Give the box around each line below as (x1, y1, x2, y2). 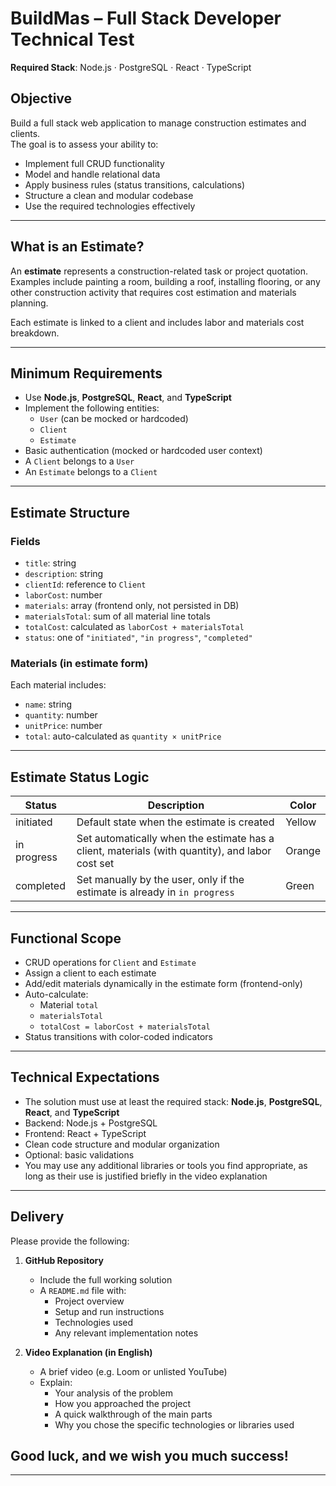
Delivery (10, 1208, 65, 1226)
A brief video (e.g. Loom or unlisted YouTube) (39, 1365, 228, 1377)
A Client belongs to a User (24, 455, 135, 467)
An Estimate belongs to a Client (24, 466, 158, 478)
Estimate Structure (10, 504, 130, 521)
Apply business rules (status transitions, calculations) (24, 178, 246, 191)
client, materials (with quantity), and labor (76, 844, 272, 858)
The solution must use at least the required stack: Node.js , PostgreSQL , (24, 1095, 323, 1107)
